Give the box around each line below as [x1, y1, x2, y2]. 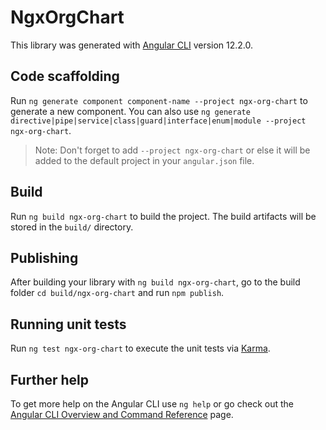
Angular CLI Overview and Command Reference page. [10, 409, 234, 420]
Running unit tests [10, 316, 127, 333]
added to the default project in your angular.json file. [34, 154, 255, 166]
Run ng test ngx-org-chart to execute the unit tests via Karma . [10, 342, 271, 355]
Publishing [10, 249, 79, 266]
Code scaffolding [10, 68, 120, 85]
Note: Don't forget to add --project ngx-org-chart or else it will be [34, 144, 311, 156]
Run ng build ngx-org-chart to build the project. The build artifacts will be [10, 210, 317, 222]
